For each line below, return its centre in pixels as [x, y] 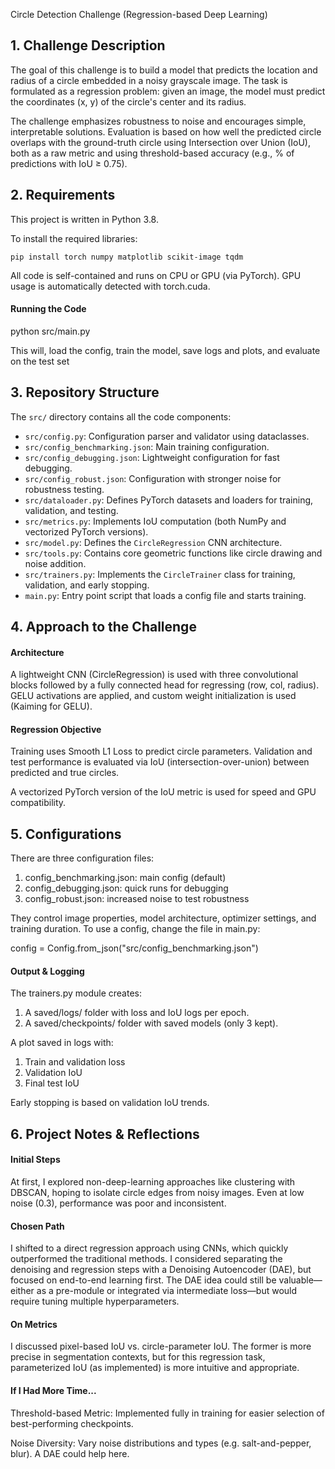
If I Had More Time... [53, 1391]
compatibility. [38, 803]
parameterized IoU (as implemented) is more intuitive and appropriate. [155, 1368]
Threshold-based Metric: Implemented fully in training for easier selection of [167, 1413]
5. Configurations [66, 834]
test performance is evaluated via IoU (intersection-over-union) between [160, 762]
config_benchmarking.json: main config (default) [125, 878]
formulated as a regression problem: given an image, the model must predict [168, 91]
